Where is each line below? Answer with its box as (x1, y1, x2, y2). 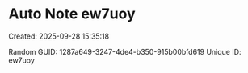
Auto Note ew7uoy (8, 5, 136, 23)
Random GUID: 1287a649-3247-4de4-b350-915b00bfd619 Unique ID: (8, 47, 242, 56)
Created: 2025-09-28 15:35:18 (8, 31, 110, 41)
